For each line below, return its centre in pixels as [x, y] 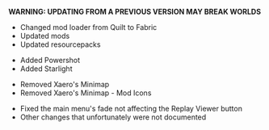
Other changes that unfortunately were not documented [113, 117]
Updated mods [45, 36]
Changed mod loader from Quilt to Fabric [88, 27]
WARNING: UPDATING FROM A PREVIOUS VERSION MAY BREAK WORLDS [134, 12]
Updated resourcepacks [60, 44]
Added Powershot [50, 60]
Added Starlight [46, 69]
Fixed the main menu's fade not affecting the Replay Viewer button [131, 109]
